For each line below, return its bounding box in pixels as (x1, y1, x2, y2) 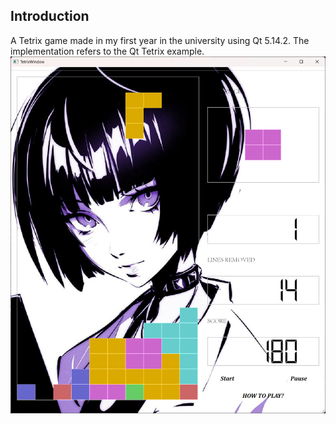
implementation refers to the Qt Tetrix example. (10, 45, 205, 57)
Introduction (10, 8, 90, 25)
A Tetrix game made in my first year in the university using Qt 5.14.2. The (10, 34, 310, 46)
